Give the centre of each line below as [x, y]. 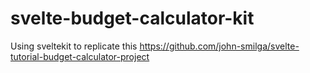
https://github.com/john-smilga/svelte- [219, 46]
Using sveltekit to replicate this [74, 46]
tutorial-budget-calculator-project [80, 56]
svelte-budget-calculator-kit [132, 18]
